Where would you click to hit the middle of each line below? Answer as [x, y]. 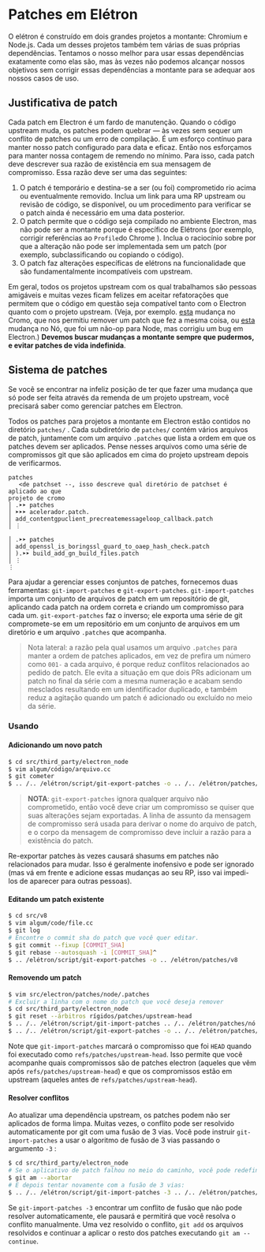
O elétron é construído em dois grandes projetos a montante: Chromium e [128, 36]
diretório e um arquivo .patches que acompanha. [88, 632]
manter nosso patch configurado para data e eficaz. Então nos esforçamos [130, 147]
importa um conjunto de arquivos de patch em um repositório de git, [119, 598]
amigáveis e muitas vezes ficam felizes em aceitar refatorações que [118, 295]
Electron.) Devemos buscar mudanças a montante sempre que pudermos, [131, 337]
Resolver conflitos [39, 1097]
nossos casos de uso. [44, 78]
